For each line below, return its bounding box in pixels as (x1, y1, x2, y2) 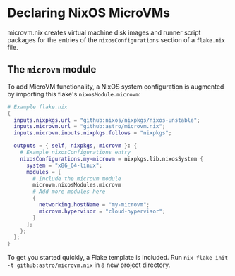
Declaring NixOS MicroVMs (7, 5, 171, 21)
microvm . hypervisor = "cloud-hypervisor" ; (38, 208, 166, 215)
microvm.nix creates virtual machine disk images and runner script (7, 28, 201, 37)
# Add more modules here (32, 188, 106, 195)
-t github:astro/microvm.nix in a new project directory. (7, 261, 171, 269)
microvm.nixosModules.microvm (32, 182, 121, 189)
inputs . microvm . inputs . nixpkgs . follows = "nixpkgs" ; (13, 130, 172, 137)
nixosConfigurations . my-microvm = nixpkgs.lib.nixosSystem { (20, 155, 203, 163)
